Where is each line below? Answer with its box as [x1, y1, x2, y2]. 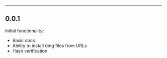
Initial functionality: [5, 28, 44, 34]
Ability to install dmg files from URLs [12, 43, 87, 49]
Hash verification [12, 48, 48, 54]
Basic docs [12, 37, 35, 43]
